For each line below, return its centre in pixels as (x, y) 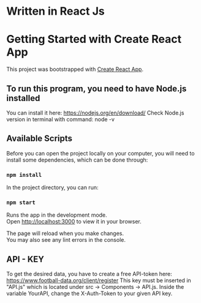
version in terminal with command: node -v (61, 119)
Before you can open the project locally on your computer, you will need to (100, 153)
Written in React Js (56, 11)
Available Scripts (39, 139)
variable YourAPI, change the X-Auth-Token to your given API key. (89, 294)
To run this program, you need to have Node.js (97, 88)
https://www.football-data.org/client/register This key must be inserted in (99, 280)
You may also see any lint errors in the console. (66, 240)
